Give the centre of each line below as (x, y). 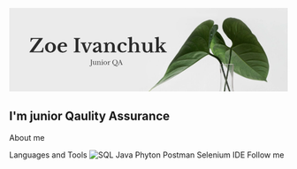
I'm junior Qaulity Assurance (90, 116)
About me (27, 137)
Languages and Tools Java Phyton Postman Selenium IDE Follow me (147, 155)
